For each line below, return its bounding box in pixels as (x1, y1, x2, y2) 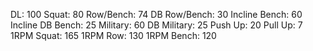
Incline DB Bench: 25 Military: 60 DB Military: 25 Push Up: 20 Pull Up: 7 (10, 19, 303, 31)
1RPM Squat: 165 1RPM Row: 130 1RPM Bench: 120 (10, 30, 217, 41)
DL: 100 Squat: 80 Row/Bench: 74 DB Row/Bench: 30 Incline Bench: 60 (10, 9, 303, 20)
